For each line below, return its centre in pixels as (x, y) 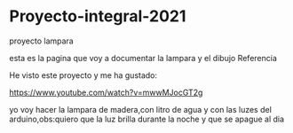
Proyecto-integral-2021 (98, 16)
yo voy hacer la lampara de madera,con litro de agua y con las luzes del (141, 109)
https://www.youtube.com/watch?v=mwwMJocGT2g (106, 92)
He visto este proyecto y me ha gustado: (83, 75)
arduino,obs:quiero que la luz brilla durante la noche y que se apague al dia (147, 119)
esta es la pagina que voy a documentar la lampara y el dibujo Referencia (143, 58)
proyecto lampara (41, 41)
